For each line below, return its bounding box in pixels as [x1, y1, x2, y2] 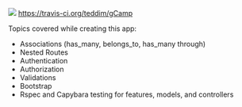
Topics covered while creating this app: [8, 24, 137, 33]
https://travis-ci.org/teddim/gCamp [17, 9, 133, 17]
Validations [19, 73, 56, 82]
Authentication [19, 56, 68, 65]
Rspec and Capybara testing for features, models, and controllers [19, 90, 234, 99]
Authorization [19, 64, 65, 74]
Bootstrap [19, 82, 52, 90]
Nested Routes [19, 48, 69, 57]
